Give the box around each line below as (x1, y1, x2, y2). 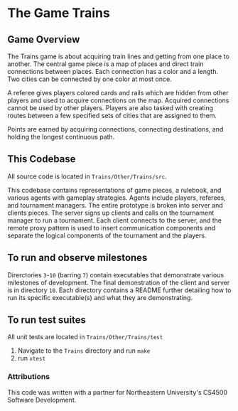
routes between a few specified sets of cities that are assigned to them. (7, 112, 217, 119)
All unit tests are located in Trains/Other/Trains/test (7, 333, 163, 341)
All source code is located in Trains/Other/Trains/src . (7, 172, 167, 181)
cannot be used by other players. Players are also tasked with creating (7, 104, 214, 112)
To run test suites (7, 314, 87, 326)
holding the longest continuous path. (7, 133, 115, 141)
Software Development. (7, 395, 77, 404)
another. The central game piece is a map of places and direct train (7, 60, 204, 68)
